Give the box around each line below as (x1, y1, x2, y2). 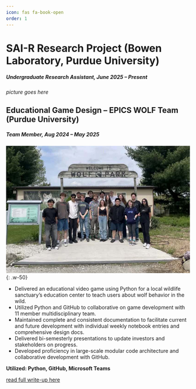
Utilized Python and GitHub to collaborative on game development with (14, 304, 185, 311)
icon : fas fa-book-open (6, 9, 64, 15)
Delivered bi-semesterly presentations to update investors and (14, 335, 165, 342)
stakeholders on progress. (14, 341, 78, 348)
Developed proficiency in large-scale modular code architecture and (14, 347, 179, 354)
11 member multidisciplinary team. (14, 310, 96, 317)
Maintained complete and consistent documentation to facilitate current (14, 316, 187, 323)
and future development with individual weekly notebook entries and (14, 322, 180, 330)
